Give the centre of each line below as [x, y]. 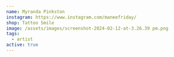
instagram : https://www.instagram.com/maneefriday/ [71, 17]
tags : [13, 34]
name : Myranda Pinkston [36, 12]
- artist [22, 39]
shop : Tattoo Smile [30, 23]
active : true [22, 45]
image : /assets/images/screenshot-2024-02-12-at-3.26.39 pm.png [87, 28]
